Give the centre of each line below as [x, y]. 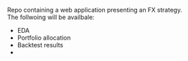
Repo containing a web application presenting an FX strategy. [95, 10]
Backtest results [40, 45]
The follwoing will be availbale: [51, 17]
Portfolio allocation [44, 38]
